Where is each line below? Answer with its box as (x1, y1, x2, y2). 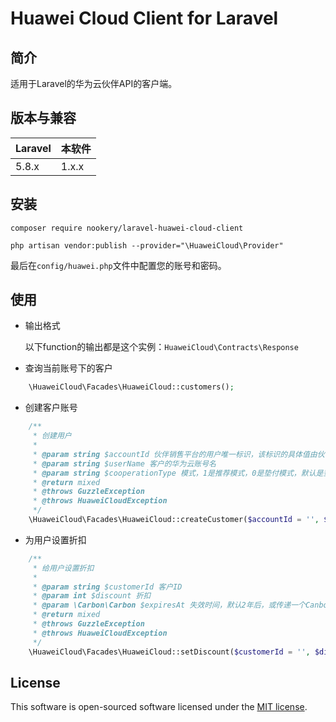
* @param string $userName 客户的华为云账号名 (32, 458, 217, 469)
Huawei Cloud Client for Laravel (10, 7, 279, 30)
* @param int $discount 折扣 (32, 591, 152, 601)
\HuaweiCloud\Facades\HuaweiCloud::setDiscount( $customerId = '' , (28, 647, 311, 657)
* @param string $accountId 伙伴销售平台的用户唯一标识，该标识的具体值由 (32, 449, 318, 459)
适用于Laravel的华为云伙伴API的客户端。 (10, 78, 178, 89)
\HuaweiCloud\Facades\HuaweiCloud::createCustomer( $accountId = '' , (28, 515, 320, 525)
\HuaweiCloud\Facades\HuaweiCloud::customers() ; (28, 382, 235, 392)
